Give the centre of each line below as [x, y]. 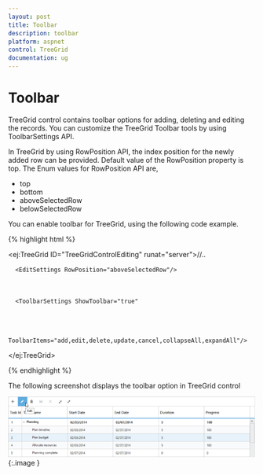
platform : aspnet [37, 42]
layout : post [29, 17]
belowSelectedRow [51, 208]
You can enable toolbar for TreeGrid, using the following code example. [124, 223]
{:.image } [24, 462]
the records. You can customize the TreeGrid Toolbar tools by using [117, 128]
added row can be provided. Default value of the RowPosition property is [126, 160]
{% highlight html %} [42, 239]
